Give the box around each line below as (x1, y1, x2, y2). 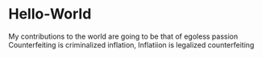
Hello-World (8, 5, 92, 23)
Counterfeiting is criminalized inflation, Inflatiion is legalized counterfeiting (8, 39, 255, 49)
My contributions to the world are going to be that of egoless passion (8, 31, 239, 41)
